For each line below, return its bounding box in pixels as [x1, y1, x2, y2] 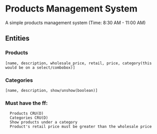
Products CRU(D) [10, 111, 44, 116]
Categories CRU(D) [10, 115, 49, 120]
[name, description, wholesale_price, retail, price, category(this [5, 61, 152, 66]
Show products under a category [10, 120, 78, 125]
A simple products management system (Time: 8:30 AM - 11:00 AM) [5, 20, 146, 26]
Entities [5, 34, 30, 43]
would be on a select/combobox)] [5, 65, 75, 70]
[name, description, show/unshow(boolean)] [5, 88, 98, 93]
